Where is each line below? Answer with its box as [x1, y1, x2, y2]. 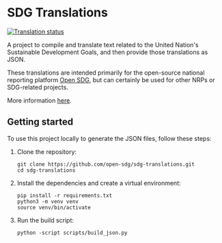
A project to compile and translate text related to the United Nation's [7, 40, 199, 49]
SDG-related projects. [7, 83, 68, 91]
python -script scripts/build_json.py [16, 229, 128, 236]
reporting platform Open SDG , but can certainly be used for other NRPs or [7, 75, 215, 84]
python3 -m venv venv [16, 198, 79, 205]
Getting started [7, 116, 74, 128]
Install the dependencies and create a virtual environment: [16, 179, 181, 187]
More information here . [7, 96, 72, 104]
